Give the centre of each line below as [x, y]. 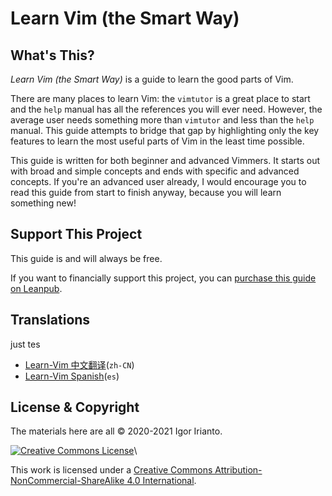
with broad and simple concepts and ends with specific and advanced [155, 171]
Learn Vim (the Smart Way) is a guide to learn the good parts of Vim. [152, 79]
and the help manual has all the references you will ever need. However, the [166, 109]
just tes [25, 344]
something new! [43, 203]
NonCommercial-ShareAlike [67, 481]
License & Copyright [75, 407]
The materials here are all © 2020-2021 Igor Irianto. [116, 431]
